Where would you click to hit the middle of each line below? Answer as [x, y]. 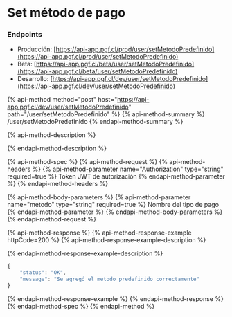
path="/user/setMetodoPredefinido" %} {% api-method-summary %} [106, 114]
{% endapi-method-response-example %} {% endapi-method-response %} [115, 298]
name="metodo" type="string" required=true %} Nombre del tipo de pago [113, 205]
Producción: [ [37, 49]
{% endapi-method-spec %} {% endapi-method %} [81, 306]
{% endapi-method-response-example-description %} [85, 253]
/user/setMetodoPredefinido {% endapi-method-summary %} [95, 122]
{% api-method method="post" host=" [62, 100]
